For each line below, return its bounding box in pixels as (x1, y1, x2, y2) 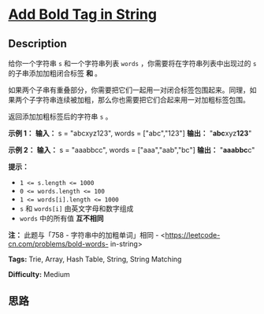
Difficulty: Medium (8, 270, 71, 279)
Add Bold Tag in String (8, 6, 158, 24)
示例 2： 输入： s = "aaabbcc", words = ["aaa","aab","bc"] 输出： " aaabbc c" (8, 146, 255, 154)
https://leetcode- (165, 231, 221, 239)
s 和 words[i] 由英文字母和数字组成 (19, 204, 134, 213)
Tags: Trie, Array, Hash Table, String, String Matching (8, 254, 182, 264)
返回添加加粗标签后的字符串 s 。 (8, 112, 113, 121)
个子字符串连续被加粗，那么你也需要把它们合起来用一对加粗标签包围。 (21, 95, 250, 104)
